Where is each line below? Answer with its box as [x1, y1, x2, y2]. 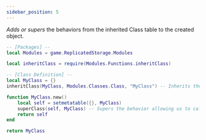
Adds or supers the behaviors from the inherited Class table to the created [6, 26, 194, 33]
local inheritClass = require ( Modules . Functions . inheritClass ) [6, 61, 172, 67]
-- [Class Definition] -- [6, 72, 72, 78]
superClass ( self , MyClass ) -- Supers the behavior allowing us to [17, 105, 191, 112]
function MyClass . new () [6, 94, 67, 100]
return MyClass [6, 128, 45, 134]
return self [17, 111, 48, 117]
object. [6, 32, 25, 40]
